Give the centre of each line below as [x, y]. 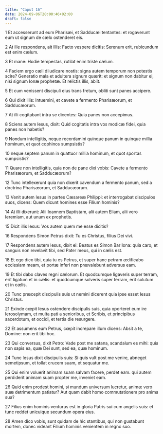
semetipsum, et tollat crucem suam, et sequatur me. [57, 363]
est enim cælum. [22, 52]
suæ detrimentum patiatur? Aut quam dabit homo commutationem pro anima [82, 392]
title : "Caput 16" [24, 9]
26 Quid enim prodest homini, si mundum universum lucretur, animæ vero [79, 387]
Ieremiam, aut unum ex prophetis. [39, 217]
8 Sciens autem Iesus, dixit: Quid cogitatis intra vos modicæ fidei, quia [75, 124]
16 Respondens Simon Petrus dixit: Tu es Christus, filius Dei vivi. [69, 236]
